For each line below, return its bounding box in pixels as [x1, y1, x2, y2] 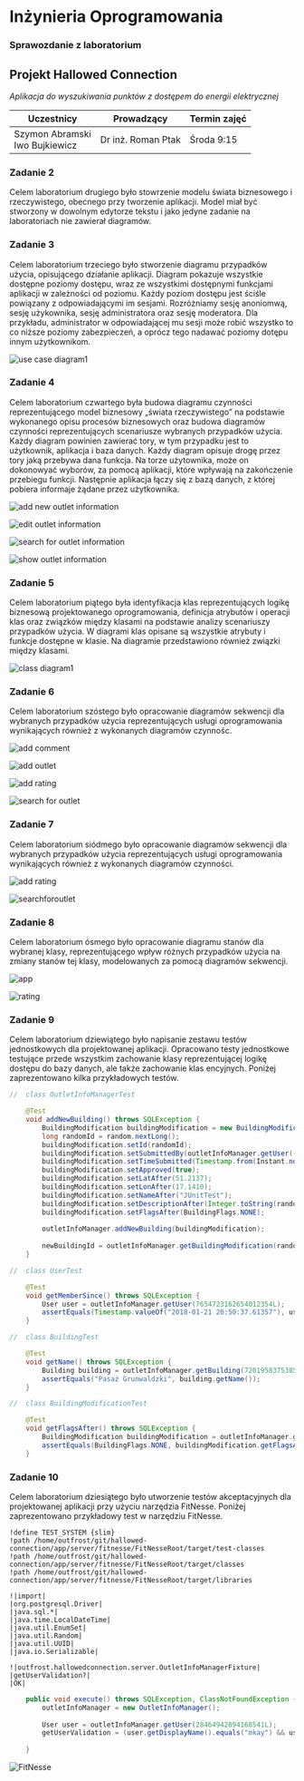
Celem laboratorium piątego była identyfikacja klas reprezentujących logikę [9, 597, 290, 608]
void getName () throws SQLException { [25, 1358, 172, 1367]
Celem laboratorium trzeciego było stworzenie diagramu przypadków [9, 258, 268, 269]
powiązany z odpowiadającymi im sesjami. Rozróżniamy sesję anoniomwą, [9, 297, 288, 308]
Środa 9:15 [189, 133, 238, 146]
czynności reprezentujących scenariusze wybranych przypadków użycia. [9, 425, 283, 436]
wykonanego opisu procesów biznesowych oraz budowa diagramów [9, 415, 266, 427]
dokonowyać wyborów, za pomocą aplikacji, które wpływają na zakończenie [9, 464, 294, 475]
